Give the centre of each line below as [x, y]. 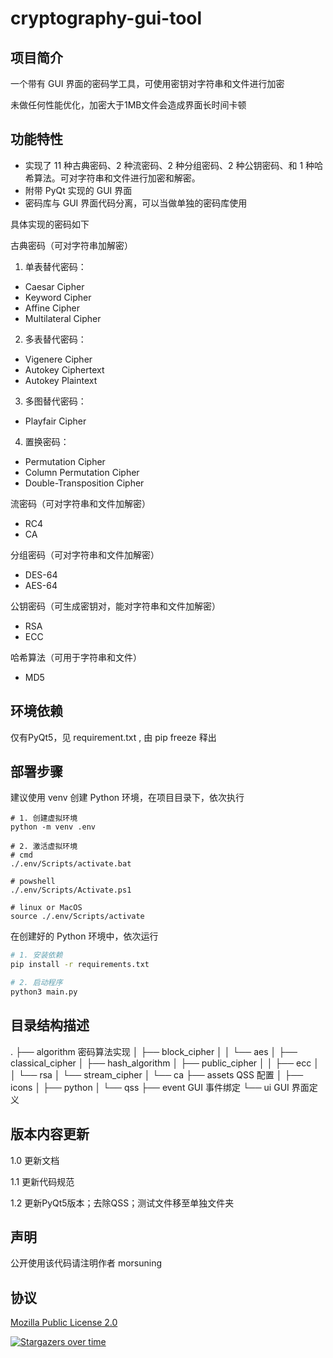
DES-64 [41, 574]
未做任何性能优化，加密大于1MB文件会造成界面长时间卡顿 [128, 105]
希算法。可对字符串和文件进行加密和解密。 [112, 178]
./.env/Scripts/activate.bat [71, 864]
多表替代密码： [55, 339]
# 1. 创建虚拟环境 [44, 818]
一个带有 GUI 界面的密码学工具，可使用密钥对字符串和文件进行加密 [147, 83]
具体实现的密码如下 [50, 224]
